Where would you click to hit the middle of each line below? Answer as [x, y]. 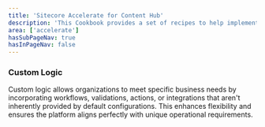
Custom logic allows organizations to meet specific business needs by [122, 90]
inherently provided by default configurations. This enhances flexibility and [130, 106]
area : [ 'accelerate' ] [44, 30]
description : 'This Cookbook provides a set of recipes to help [116, 23]
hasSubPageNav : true [42, 37]
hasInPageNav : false [42, 45]
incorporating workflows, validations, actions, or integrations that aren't [124, 98]
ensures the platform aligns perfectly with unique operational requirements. [131, 114]
